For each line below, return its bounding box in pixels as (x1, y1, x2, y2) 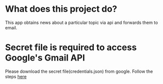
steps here (5, 73, 27, 79)
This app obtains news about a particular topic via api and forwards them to (5, 20, 158, 25)
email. (5, 24, 18, 30)
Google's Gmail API (5, 52, 85, 63)
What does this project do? (5, 3, 117, 15)
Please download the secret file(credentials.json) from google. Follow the (5, 68, 153, 74)
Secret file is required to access (5, 42, 137, 53)
